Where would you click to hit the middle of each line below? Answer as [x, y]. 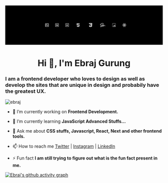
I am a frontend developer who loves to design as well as [75, 79]
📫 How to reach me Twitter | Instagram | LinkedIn [64, 146]
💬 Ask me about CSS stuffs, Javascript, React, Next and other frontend [87, 131]
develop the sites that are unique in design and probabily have [82, 85]
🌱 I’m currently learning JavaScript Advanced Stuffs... [69, 121]
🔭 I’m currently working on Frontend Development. [65, 112]
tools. [18, 136]
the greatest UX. [25, 91]
